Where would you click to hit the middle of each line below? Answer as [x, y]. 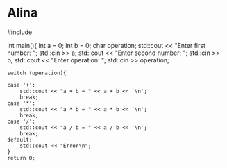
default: [20, 140]
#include [20, 32]
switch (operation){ [37, 73]
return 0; [22, 158]
